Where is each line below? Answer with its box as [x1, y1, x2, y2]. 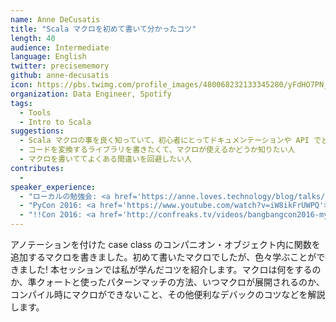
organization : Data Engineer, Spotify [10, 89, 172, 99]
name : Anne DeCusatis [10, 14, 101, 25]
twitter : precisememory [10, 61, 110, 71]
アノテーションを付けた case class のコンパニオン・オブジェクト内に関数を [10, 239, 321, 250]
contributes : [10, 163, 65, 173]
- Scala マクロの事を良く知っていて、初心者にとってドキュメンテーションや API [19, 136, 310, 146]
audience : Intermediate [10, 42, 110, 53]
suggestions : [10, 126, 65, 136]
